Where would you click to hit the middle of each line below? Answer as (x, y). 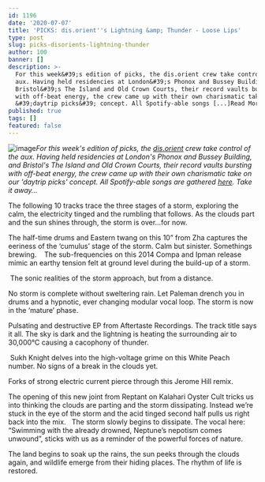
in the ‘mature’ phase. (43, 310)
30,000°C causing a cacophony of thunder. (78, 342)
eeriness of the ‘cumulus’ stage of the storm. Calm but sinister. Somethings (130, 246)
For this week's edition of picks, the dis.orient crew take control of (143, 148)
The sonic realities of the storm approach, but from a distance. (112, 278)
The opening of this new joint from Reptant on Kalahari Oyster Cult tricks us (131, 397)
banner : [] (26, 60)
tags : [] (22, 119)
